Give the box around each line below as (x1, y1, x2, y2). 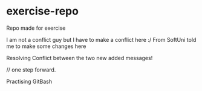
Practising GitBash (6, 78, 53, 85)
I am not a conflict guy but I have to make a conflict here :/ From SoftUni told (6, 36, 197, 43)
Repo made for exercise (6, 24, 66, 32)
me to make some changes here (6, 42, 86, 50)
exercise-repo (6, 4, 79, 18)
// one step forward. (6, 66, 56, 73)
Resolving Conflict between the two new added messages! (6, 54, 153, 61)
